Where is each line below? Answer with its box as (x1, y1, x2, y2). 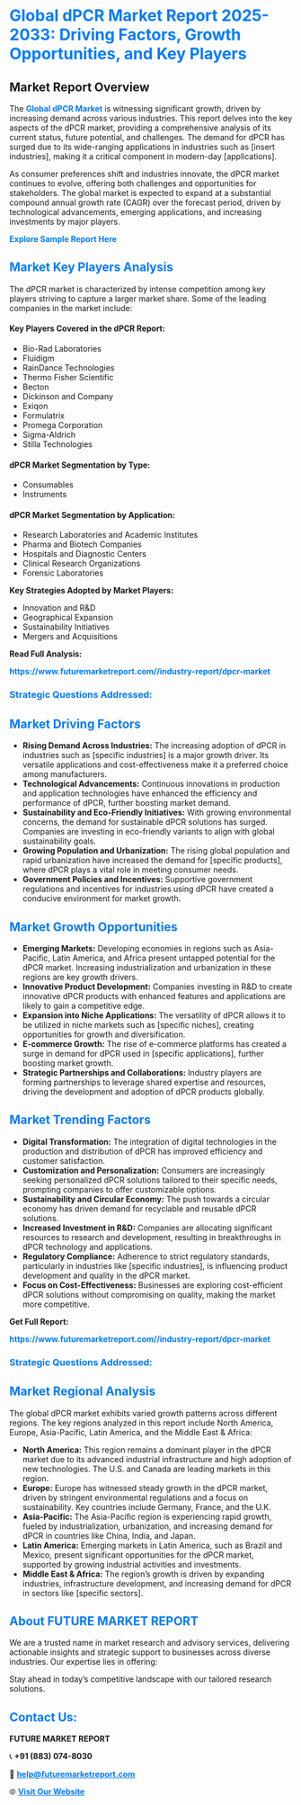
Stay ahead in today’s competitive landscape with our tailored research (9, 1674, 272, 1684)
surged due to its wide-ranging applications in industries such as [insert (9, 141, 276, 152)
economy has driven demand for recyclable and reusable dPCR (22, 1202, 257, 1214)
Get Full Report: (9, 1316, 69, 1327)
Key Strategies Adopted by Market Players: (9, 585, 174, 596)
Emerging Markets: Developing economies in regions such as (22, 943, 252, 953)
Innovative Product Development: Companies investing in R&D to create (22, 981, 293, 992)
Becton (22, 381, 49, 392)
